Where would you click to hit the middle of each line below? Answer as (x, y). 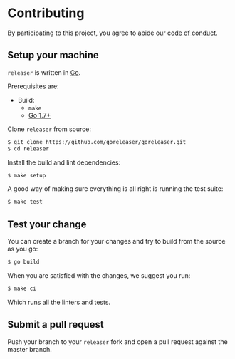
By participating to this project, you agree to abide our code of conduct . (113, 33)
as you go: (23, 249)
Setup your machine (53, 55)
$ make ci (22, 288)
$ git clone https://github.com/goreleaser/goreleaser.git (97, 142)
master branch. (30, 349)
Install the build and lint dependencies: (64, 162)
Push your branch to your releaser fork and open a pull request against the (117, 342)
